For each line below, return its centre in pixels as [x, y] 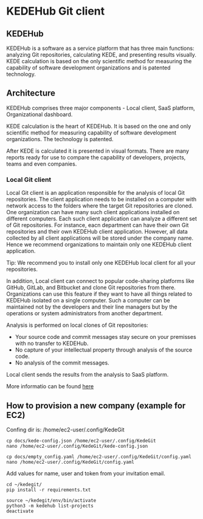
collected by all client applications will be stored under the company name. [100, 238]
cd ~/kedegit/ [24, 484]
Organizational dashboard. [40, 114]
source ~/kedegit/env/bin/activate [51, 500]
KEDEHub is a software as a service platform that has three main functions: [100, 48]
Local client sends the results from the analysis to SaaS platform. [88, 375]
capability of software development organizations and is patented [89, 68]
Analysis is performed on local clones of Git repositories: [77, 325]
